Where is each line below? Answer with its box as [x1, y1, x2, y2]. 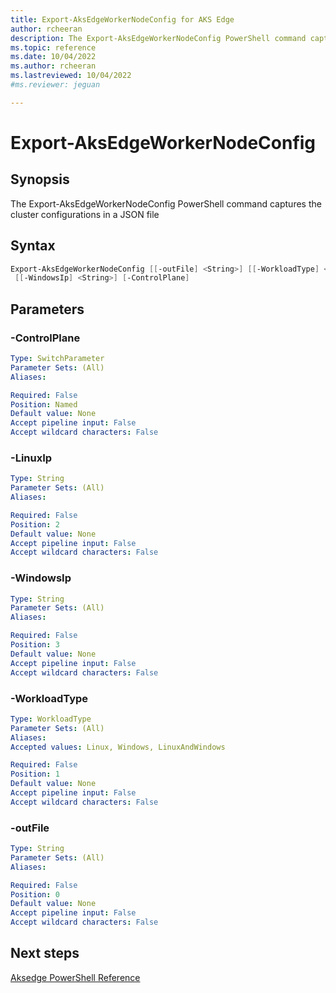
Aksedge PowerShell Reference [10, 971, 141, 983]
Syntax [10, 237, 56, 255]
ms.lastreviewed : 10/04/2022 [10, 71, 132, 81]
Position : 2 [10, 519, 60, 530]
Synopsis [10, 171, 70, 188]
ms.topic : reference [10, 42, 97, 53]
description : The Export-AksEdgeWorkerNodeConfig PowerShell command [10, 33, 307, 43]
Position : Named [10, 399, 78, 410]
